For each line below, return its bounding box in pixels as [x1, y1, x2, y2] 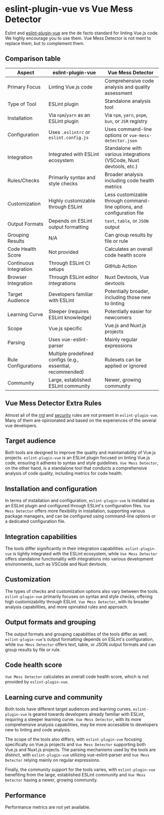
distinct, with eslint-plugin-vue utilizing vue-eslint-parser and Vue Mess [5, 752, 150, 758]
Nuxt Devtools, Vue [104, 273, 149, 280]
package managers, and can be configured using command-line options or [5, 513, 156, 519]
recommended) [48, 368, 84, 375]
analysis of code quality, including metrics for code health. [5, 471, 123, 476]
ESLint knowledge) [48, 314, 92, 321]
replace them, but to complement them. [5, 40, 84, 46]
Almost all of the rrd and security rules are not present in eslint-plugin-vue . [5, 412, 159, 418]
